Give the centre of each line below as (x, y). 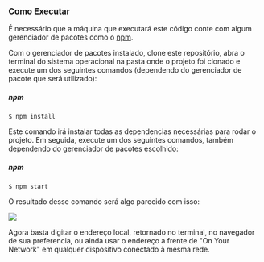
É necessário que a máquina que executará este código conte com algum (130, 29)
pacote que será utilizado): (53, 79)
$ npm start (28, 187)
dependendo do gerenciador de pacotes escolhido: (93, 149)
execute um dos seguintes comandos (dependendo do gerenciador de (125, 70)
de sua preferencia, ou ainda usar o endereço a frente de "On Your (119, 241)
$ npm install (32, 117)
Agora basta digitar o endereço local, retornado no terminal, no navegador (132, 232)
